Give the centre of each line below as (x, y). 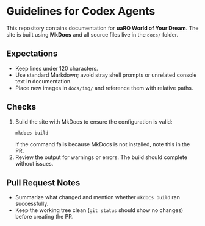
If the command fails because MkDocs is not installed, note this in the (103, 144)
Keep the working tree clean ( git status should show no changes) (99, 210)
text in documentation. (43, 81)
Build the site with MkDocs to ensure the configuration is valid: (94, 122)
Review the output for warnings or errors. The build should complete (101, 157)
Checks (21, 107)
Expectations (32, 54)
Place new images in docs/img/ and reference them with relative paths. (104, 88)
